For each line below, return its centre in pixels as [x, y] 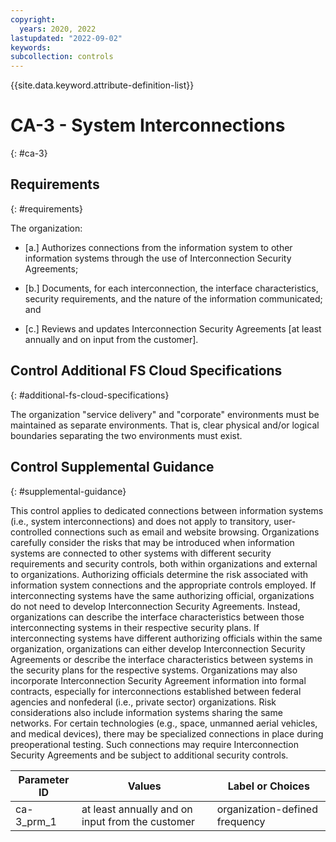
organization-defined [267, 809]
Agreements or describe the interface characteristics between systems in [162, 659]
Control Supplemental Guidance [112, 467]
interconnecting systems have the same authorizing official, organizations [162, 595]
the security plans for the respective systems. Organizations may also [154, 670]
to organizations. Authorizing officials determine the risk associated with [159, 574]
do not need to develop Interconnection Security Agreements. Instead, [155, 606]
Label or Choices [268, 786]
